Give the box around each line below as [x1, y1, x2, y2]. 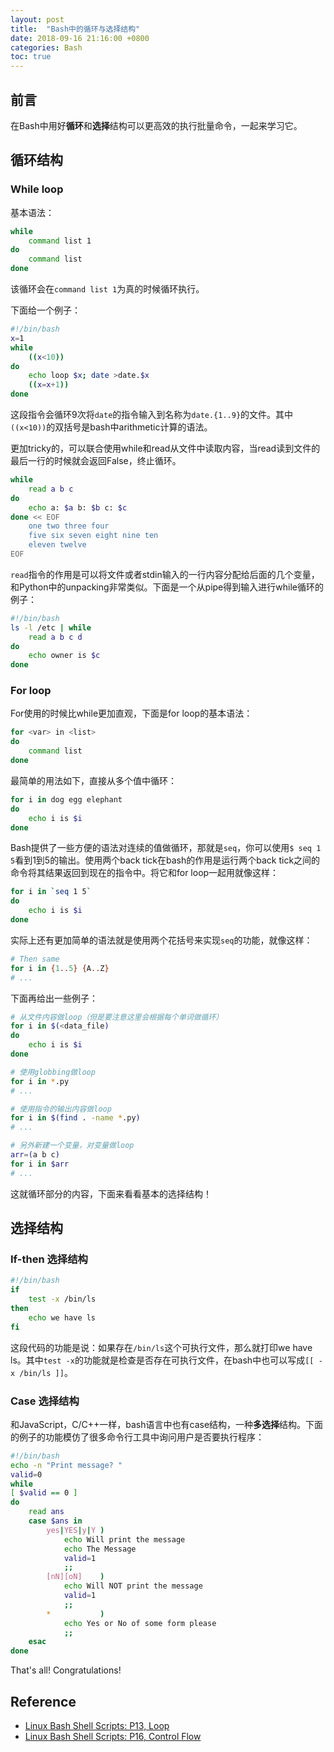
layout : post [10, 14, 65, 25]
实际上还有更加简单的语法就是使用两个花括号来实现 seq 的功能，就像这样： [10, 934, 313, 946]
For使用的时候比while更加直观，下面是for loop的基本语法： [10, 707, 253, 720]
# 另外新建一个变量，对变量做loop [10, 1141, 135, 1151]
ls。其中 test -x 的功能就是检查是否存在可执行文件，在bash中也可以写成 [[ [10, 1354, 315, 1366]
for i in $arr [10, 1159, 70, 1169]
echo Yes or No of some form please [63, 1618, 217, 1628]
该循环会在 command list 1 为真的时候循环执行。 [10, 283, 205, 295]
